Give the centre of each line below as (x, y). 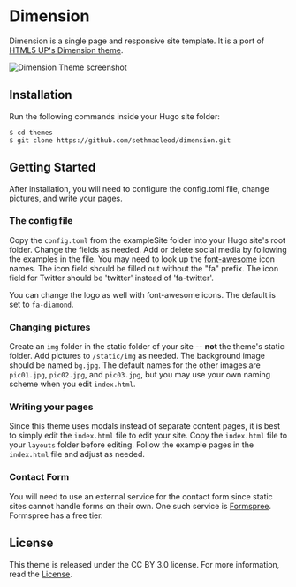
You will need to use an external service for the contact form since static (141, 496)
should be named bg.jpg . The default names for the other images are (135, 365)
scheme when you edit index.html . (72, 384)
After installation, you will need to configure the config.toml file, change (139, 188)
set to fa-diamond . (42, 304)
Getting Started (53, 168)
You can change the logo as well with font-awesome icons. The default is (143, 294)
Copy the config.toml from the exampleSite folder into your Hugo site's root (147, 240)
